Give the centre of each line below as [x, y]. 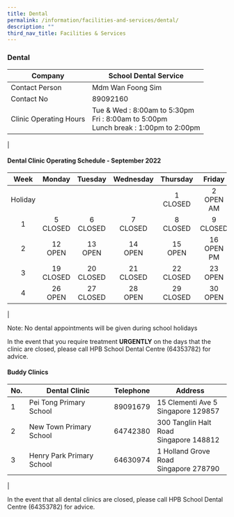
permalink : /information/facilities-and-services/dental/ [93, 20]
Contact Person [36, 87]
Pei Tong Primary [57, 402]
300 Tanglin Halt [184, 422]
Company [48, 75]
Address [190, 390]
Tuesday [92, 179]
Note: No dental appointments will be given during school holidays [102, 328]
